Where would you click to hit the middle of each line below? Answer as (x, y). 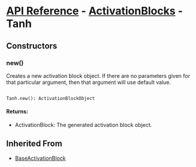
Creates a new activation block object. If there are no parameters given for (98, 75)
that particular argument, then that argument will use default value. (89, 82)
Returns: (17, 111)
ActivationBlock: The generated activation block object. (83, 125)
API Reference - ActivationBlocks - (95, 11)
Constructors (32, 46)
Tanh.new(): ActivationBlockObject (51, 98)
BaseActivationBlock (40, 158)
